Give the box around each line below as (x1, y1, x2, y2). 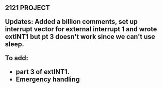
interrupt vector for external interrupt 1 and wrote (5, 25, 157, 33)
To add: (5, 54, 28, 62)
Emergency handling (16, 75, 80, 84)
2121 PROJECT (5, 4, 50, 12)
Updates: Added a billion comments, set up (5, 18, 138, 26)
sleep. (5, 40, 24, 49)
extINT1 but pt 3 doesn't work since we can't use (5, 33, 155, 41)
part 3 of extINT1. (16, 68, 69, 76)
